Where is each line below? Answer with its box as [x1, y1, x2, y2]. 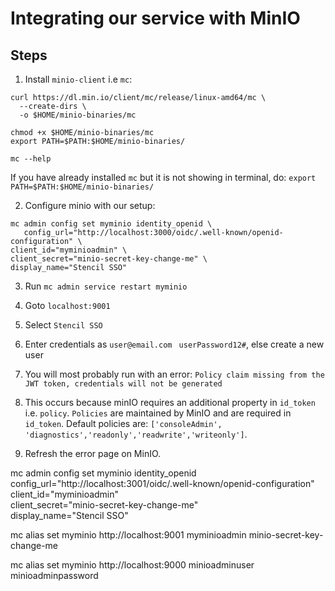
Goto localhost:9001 [24, 300, 111, 311]
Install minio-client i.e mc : [24, 73, 133, 85]
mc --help [10, 154, 52, 164]
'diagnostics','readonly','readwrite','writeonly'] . [24, 428, 248, 440]
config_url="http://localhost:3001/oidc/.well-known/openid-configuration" [10, 478, 315, 489]
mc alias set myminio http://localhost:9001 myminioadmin [10, 529, 247, 541]
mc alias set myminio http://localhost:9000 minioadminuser [10, 559, 255, 571]
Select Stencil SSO [24, 319, 103, 331]
